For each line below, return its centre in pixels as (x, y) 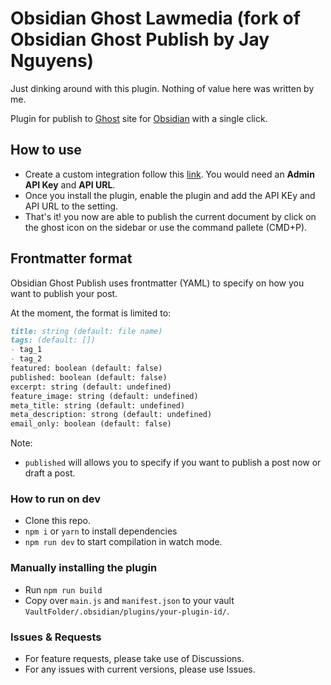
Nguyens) (52, 61)
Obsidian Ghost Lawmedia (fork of (155, 18)
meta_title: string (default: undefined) (98, 405)
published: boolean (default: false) (89, 377)
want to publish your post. (64, 293)
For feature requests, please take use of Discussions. (134, 659)
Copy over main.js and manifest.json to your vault (129, 600)
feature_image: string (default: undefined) (104, 396)
